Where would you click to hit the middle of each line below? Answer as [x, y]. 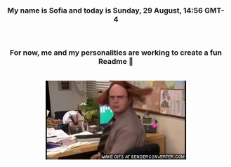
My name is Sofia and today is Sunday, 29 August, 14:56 [105, 11]
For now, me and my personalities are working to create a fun [116, 53]
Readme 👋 [116, 62]
